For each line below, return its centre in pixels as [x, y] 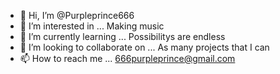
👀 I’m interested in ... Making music [92, 26]
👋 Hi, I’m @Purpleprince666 [77, 15]
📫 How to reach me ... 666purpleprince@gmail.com [127, 58]
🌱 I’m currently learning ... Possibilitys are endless [122, 36]
